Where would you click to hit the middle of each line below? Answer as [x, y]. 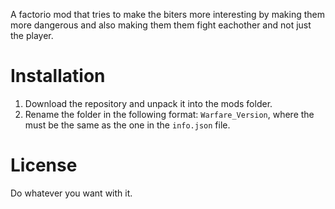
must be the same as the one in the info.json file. [127, 125]
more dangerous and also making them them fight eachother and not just [161, 25]
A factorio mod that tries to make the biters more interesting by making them [167, 14]
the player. [32, 35]
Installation [58, 76]
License [44, 165]
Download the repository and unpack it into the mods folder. [148, 103]
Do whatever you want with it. [71, 193]
